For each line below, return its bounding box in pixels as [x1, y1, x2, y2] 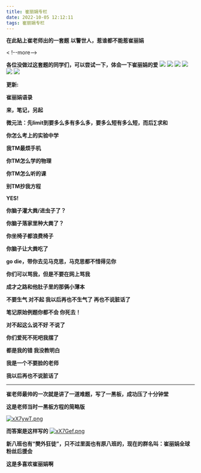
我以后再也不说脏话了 [6, 372, 59, 380]
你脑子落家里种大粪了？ [6, 219, 64, 227]
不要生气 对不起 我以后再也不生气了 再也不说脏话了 [6, 296, 130, 303]
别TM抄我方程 [6, 183, 41, 190]
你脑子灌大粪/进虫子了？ [6, 207, 66, 214]
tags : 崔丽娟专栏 [6, 20, 45, 26]
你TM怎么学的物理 [6, 157, 52, 164]
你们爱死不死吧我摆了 [6, 334, 59, 341]
